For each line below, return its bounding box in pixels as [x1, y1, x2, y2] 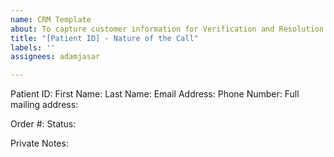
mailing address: [10, 99, 79, 111]
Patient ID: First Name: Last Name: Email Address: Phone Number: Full [10, 88, 300, 100]
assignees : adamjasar [10, 52, 101, 62]
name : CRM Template [10, 14, 92, 25]
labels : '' [10, 42, 56, 53]
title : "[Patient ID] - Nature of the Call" [10, 33, 199, 43]
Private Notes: [10, 137, 69, 150]
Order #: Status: [10, 118, 77, 130]
